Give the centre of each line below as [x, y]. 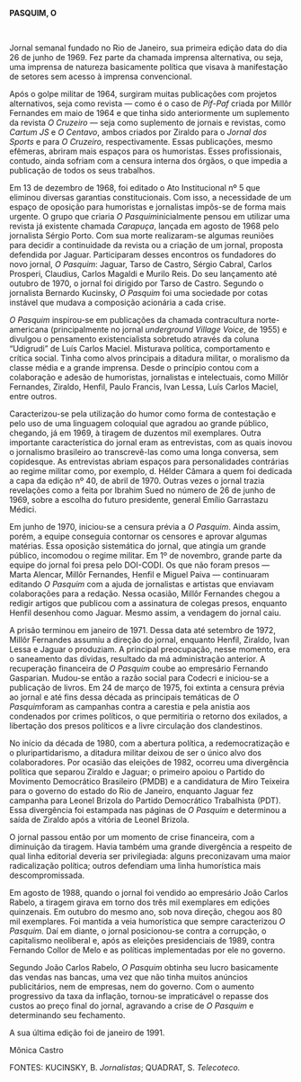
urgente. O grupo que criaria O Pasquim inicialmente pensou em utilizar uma [150, 216]
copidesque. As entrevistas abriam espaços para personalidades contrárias [149, 461]
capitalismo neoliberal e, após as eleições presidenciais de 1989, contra [142, 940]
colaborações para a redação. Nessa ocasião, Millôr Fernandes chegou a [145, 594]
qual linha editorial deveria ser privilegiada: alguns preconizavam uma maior [150, 856]
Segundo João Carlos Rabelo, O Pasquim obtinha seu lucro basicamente [144, 967]
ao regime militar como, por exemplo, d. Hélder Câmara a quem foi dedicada [151, 471]
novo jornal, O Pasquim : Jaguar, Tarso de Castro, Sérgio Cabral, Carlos [141, 264]
